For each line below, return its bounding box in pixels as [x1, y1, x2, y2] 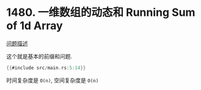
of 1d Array [6, 19, 63, 33]
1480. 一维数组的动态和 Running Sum [6, 5, 196, 19]
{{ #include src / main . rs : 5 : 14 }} [6, 64, 86, 71]
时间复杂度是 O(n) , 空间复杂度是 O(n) [6, 77, 99, 84]
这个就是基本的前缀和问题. [6, 52, 73, 60]
